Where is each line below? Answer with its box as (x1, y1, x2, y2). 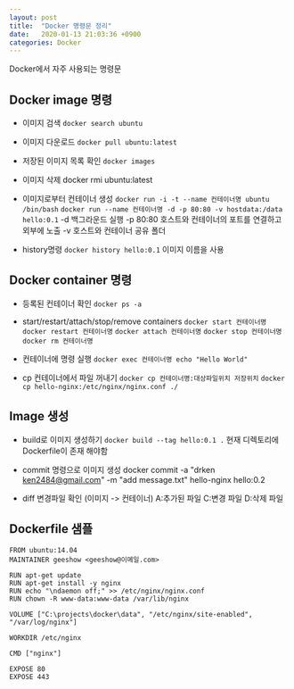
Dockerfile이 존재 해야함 (21, 445, 109, 456)
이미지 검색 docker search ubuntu (21, 118, 143, 129)
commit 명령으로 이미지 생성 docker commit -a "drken (21, 464, 216, 475)
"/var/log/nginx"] (9, 618, 78, 627)
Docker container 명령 (9, 273, 132, 288)
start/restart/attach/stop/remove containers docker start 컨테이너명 (21, 316, 267, 327)
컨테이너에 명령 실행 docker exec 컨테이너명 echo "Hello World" (21, 353, 249, 364)
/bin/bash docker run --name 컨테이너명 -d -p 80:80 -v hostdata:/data (21, 205, 283, 214)
